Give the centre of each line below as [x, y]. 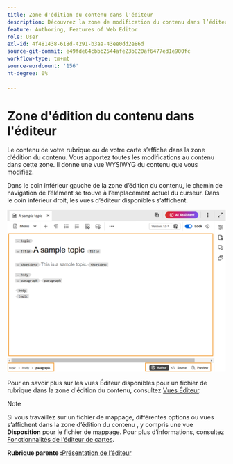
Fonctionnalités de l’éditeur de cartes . [61, 440]
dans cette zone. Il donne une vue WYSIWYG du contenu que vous [103, 165]
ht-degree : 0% [28, 73]
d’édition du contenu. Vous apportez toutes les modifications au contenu [111, 157]
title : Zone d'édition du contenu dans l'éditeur [80, 15]
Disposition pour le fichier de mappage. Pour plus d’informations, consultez [116, 432]
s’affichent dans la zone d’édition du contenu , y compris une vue [100, 425]
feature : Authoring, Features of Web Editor [72, 29]
